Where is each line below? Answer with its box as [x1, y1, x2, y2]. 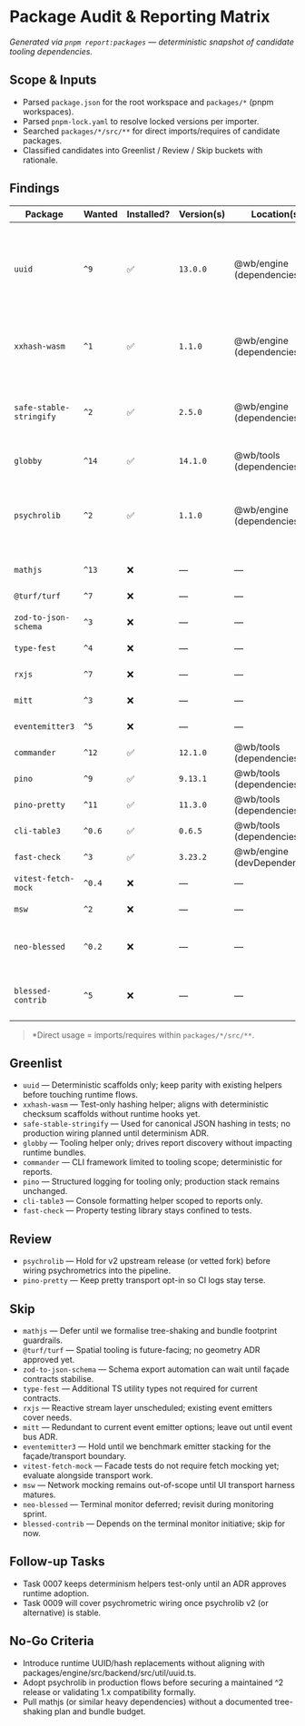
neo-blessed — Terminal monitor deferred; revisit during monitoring [22, 1499, 274, 1509]
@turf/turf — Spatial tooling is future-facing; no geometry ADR [22, 1345, 261, 1355]
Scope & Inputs [9, 73, 97, 88]
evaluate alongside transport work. [22, 1470, 153, 1481]
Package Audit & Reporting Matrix [9, 6, 271, 27]
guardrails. [22, 1335, 64, 1346]
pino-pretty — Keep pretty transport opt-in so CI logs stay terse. [22, 1275, 266, 1286]
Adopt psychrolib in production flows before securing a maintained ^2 [22, 1677, 284, 1688]
